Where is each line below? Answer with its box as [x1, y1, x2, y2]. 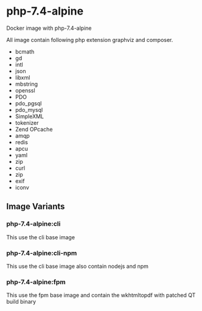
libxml [15, 74, 30, 81]
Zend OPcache [15, 125, 53, 133]
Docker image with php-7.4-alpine [6, 24, 92, 32]
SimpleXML [15, 113, 44, 120]
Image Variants [6, 201, 65, 212]
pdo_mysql [15, 106, 43, 113]
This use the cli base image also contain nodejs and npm [6, 262, 149, 270]
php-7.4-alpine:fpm [6, 278, 66, 286]
